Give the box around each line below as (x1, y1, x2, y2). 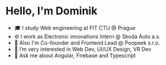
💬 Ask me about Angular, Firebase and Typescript (14, 52, 136, 59)
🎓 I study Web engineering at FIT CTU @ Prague (14, 24, 136, 31)
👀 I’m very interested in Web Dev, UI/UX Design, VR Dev (14, 45, 152, 52)
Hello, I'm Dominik (5, 4, 98, 18)
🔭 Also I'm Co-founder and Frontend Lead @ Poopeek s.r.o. (14, 39, 160, 46)
